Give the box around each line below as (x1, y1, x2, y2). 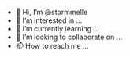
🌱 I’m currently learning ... (15, 24, 100, 33)
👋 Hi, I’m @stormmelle (15, 8, 88, 16)
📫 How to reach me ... (15, 42, 89, 50)
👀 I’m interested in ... (15, 16, 83, 25)
